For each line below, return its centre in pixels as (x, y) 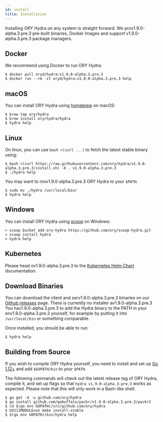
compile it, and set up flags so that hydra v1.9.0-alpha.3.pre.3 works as (78, 383)
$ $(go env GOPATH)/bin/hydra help (41, 415)
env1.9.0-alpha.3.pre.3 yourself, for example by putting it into (66, 314)
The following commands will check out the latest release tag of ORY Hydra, (81, 379)
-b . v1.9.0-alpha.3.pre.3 (89, 168)
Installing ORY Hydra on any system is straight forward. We (64, 28)
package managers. (52, 38)
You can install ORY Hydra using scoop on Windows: (58, 221)
